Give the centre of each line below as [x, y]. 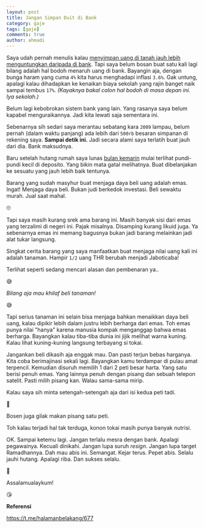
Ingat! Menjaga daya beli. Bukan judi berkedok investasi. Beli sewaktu [94, 189]
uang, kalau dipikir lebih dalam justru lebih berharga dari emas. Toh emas [98, 323]
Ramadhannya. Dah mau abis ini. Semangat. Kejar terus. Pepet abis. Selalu [100, 453]
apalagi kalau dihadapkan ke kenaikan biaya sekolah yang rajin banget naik [101, 84]
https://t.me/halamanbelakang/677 [50, 518]
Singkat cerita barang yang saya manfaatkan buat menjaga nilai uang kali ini [102, 251]
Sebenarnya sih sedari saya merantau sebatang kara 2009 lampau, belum [98, 127]
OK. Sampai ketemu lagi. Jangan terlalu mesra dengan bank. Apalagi [93, 439]
